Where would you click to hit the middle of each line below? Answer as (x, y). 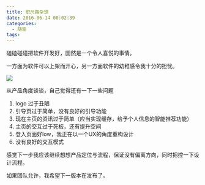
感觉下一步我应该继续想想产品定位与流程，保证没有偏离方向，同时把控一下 (100, 155)
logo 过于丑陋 (32, 104)
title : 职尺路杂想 (28, 12)
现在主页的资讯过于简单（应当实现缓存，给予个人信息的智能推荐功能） (104, 119)
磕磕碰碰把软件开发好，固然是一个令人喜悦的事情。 (71, 53)
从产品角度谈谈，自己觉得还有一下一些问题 (60, 91)
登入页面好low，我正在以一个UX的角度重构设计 (74, 134)
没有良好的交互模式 (39, 142)
